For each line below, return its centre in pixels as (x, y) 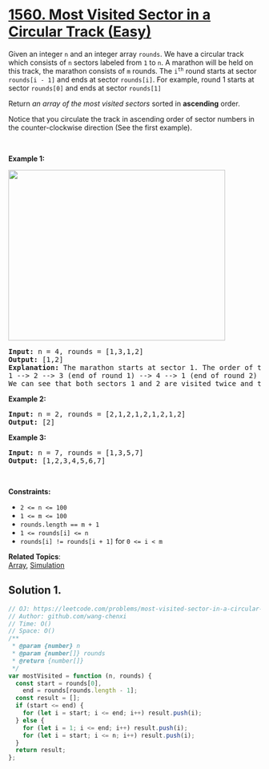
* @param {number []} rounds (58, 654)
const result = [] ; (48, 699)
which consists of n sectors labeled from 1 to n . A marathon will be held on (131, 62)
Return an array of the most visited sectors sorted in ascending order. (124, 103)
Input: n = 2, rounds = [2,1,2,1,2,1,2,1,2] (97, 414)
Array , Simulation (37, 565)
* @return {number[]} (48, 661)
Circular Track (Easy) (80, 32)
